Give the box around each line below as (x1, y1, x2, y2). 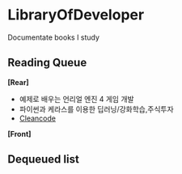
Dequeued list (7, 152, 80, 167)
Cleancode (19, 113, 56, 123)
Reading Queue (7, 56, 87, 70)
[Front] (7, 129, 32, 138)
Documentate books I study (7, 32, 100, 42)
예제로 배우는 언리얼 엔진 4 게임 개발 (19, 94, 134, 104)
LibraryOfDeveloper (7, 6, 145, 24)
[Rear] (7, 77, 29, 87)
